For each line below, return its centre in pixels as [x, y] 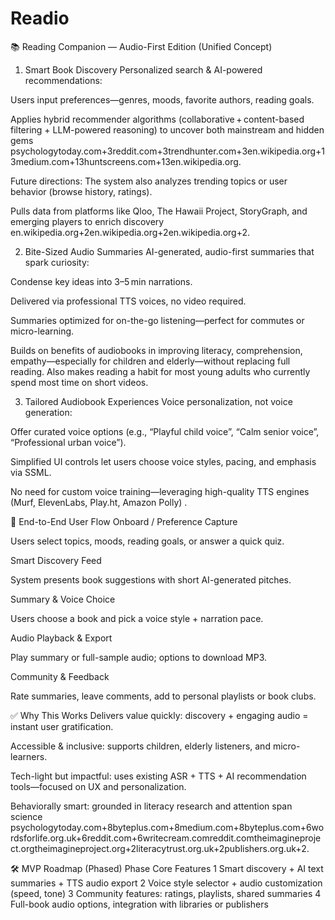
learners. [29, 756]
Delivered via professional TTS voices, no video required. [128, 301]
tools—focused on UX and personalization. [98, 786]
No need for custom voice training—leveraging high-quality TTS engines [160, 491]
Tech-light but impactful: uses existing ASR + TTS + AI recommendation [158, 776]
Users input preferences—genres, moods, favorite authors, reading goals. [162, 99]
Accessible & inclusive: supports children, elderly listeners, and [140, 746]
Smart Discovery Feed [56, 560]
